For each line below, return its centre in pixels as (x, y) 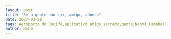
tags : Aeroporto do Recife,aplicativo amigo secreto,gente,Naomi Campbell (86, 24)
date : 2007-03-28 (24, 19)
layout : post (19, 10)
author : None (19, 29)
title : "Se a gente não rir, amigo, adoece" (53, 15)
